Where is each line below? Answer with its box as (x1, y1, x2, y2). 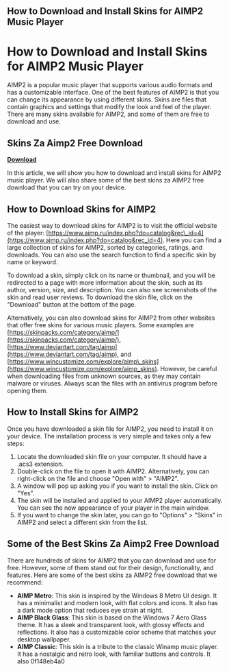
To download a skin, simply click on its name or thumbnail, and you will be (7, 271, 215, 279)
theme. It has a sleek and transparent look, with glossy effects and (16, 620, 204, 628)
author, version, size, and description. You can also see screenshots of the (7, 285, 217, 294)
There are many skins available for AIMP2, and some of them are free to (7, 110, 210, 119)
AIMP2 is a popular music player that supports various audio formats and (7, 81, 213, 89)
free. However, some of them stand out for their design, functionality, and (7, 563, 214, 572)
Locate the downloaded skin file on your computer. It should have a (16, 452, 207, 460)
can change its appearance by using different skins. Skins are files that (7, 95, 207, 104)
